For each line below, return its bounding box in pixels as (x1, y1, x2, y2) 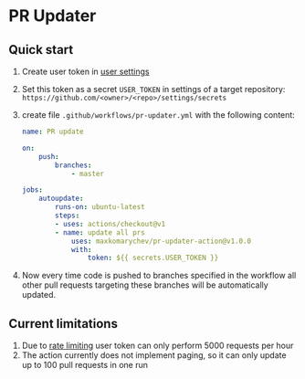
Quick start (8, 42, 74, 58)
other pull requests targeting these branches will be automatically (21, 279, 268, 290)
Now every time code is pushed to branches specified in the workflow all (21, 270, 297, 281)
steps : (55, 211, 80, 220)
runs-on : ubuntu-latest (55, 203, 145, 212)
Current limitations (8, 316, 118, 332)
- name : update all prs (55, 227, 145, 237)
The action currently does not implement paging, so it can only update (21, 350, 287, 361)
